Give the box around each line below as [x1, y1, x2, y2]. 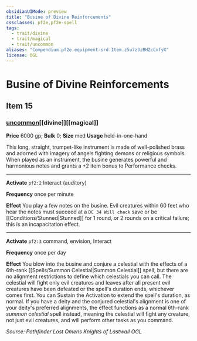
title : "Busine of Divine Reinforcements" [6, 14, 111, 20]
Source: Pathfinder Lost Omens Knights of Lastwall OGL [6, 327, 142, 335]
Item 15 [6, 101, 33, 111]
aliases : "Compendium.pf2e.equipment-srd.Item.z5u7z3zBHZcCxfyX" [6, 47, 169, 53]
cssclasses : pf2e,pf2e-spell [6, 19, 77, 25]
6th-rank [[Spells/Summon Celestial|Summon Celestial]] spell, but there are [6, 266, 189, 273]
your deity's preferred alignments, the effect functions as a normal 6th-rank [6, 304, 189, 311]
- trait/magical [11, 36, 51, 42]
